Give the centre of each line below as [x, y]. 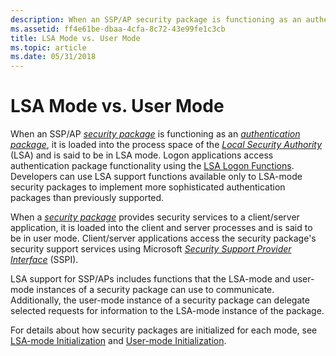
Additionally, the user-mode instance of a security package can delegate [160, 300]
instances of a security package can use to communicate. [155, 290]
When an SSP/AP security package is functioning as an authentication [155, 134]
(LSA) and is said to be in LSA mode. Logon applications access [142, 155]
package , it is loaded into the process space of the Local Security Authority [166, 145]
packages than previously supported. [87, 198]
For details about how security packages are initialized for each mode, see [164, 330]
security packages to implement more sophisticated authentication [148, 187]
